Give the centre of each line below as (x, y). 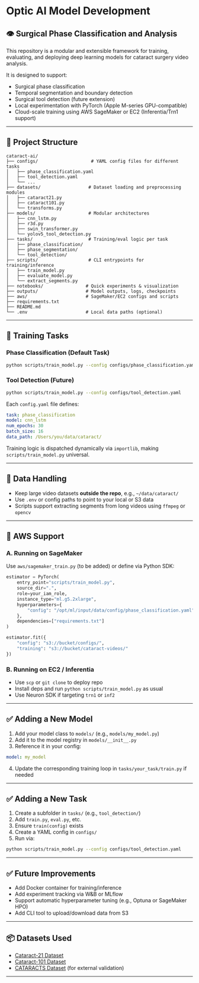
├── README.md (24, 307)
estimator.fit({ (26, 638)
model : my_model (26, 757)
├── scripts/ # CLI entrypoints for (75, 260)
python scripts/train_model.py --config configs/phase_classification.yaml (102, 365)
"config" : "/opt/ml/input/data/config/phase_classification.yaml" (111, 610)
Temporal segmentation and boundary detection (74, 93)
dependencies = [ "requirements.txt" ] (61, 621)
